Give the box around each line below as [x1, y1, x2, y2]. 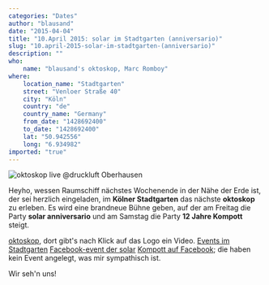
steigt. [8, 220, 30, 230]
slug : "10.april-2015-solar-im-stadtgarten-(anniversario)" [8, 42, 216, 50]
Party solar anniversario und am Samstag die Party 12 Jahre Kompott [8, 212, 243, 222]
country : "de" [23, 102, 70, 110]
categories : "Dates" [8, 11, 79, 20]
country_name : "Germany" [23, 110, 107, 119]
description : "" [8, 50, 63, 58]
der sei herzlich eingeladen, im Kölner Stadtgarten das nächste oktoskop [8, 194, 255, 204]
